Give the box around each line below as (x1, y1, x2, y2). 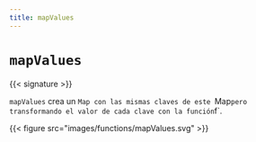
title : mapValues (9, 13, 75, 22)
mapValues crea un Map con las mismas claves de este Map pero (9, 95, 248, 106)
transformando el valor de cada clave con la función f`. (9, 105, 223, 116)
